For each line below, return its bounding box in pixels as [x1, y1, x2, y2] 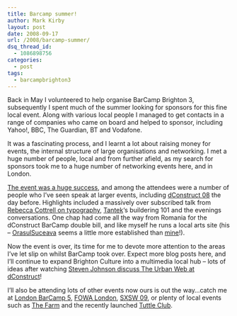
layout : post [7, 23, 46, 30]
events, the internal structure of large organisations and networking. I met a [7, 147, 228, 156]
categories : [7, 57, 42, 64]
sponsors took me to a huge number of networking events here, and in [7, 162, 214, 171]
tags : [7, 69, 23, 77]
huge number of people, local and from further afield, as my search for [7, 154, 214, 163]
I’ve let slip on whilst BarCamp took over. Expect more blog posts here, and [7, 249, 226, 259]
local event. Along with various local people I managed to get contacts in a [7, 111, 224, 119]
